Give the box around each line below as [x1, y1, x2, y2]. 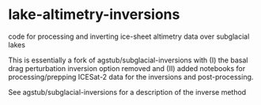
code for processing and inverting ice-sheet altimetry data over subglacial [8, 32, 250, 41]
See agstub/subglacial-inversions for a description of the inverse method [8, 87, 247, 96]
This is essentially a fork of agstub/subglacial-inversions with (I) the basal [8, 55, 248, 65]
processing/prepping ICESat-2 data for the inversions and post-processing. [8, 72, 254, 81]
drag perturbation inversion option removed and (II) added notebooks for [8, 63, 246, 73]
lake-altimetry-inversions [8, 6, 180, 24]
